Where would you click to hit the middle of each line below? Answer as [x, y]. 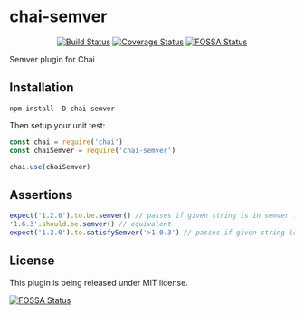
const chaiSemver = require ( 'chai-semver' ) [93, 150]
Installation [42, 88]
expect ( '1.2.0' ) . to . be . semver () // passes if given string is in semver [149, 216]
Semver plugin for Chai [52, 59]
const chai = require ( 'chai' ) [66, 142]
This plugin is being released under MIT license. [99, 282]
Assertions [41, 195]
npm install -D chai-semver [62, 109]
